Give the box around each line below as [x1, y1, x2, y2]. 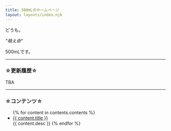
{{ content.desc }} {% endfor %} [12, 120, 81, 126]
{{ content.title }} [12, 115, 48, 121]
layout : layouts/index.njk [5, 12, 63, 17]
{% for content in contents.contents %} [12, 110, 95, 116]
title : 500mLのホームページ [5, 7, 60, 13]
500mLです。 [5, 48, 33, 55]
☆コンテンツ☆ [5, 97, 42, 104]
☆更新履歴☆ [5, 67, 37, 74]
